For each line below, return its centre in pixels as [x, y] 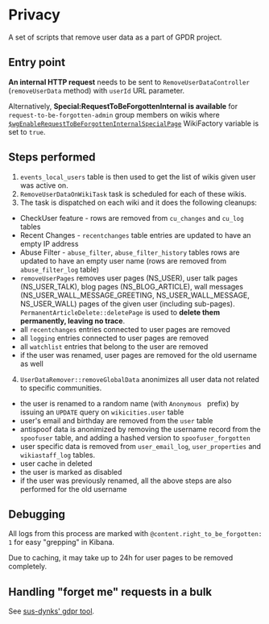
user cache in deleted [56, 463]
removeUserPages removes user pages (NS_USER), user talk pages [129, 278]
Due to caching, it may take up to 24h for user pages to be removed [121, 558]
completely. [28, 567]
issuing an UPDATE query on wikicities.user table [102, 412]
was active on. [44, 185]
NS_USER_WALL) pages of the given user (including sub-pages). [127, 303]
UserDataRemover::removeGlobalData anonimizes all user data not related [140, 379]
